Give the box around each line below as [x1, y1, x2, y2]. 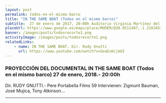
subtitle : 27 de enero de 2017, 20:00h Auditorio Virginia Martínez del [5, 21, 161, 26]
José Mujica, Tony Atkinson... [5, 88, 65, 94]
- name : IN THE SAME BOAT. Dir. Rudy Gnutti [14, 44, 107, 49]
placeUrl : [5, 26, 26, 31]
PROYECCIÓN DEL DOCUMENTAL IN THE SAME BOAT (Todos [5, 65, 154, 72]
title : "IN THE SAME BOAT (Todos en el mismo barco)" [5, 16, 119, 21]
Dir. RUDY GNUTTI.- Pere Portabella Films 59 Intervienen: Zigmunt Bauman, [5, 82, 160, 88]
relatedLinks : [5, 40, 35, 45]
